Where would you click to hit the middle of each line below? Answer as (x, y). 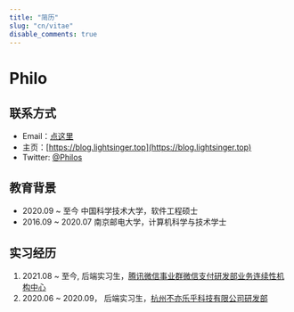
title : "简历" (34, 17)
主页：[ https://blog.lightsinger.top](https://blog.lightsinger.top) (137, 147)
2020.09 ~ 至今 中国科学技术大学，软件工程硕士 (110, 211)
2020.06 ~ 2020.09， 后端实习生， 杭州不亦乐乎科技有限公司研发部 (145, 298)
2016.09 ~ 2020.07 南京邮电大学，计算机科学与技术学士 (124, 222)
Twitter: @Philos (52, 158)
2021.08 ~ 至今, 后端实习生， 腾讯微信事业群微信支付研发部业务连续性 (149, 276)
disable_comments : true (53, 34)
